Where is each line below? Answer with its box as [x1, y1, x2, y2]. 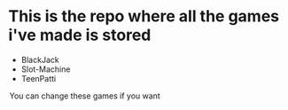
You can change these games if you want [9, 90, 160, 101]
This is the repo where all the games [8, 6, 280, 27]
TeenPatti [20, 73, 57, 83]
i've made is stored [8, 25, 152, 45]
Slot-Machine [20, 64, 71, 75]
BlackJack [20, 54, 59, 65]
